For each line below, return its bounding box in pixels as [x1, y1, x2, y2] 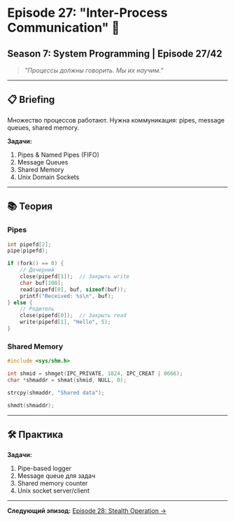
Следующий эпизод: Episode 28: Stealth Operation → [7, 507, 166, 515]
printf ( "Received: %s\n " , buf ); [20, 292, 114, 299]
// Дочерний [20, 267, 55, 274]
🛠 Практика [7, 428, 64, 440]
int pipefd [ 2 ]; [7, 241, 52, 248]
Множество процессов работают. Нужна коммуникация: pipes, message [7, 115, 225, 124]
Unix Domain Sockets [17, 173, 80, 181]
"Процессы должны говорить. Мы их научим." [24, 66, 164, 74]
